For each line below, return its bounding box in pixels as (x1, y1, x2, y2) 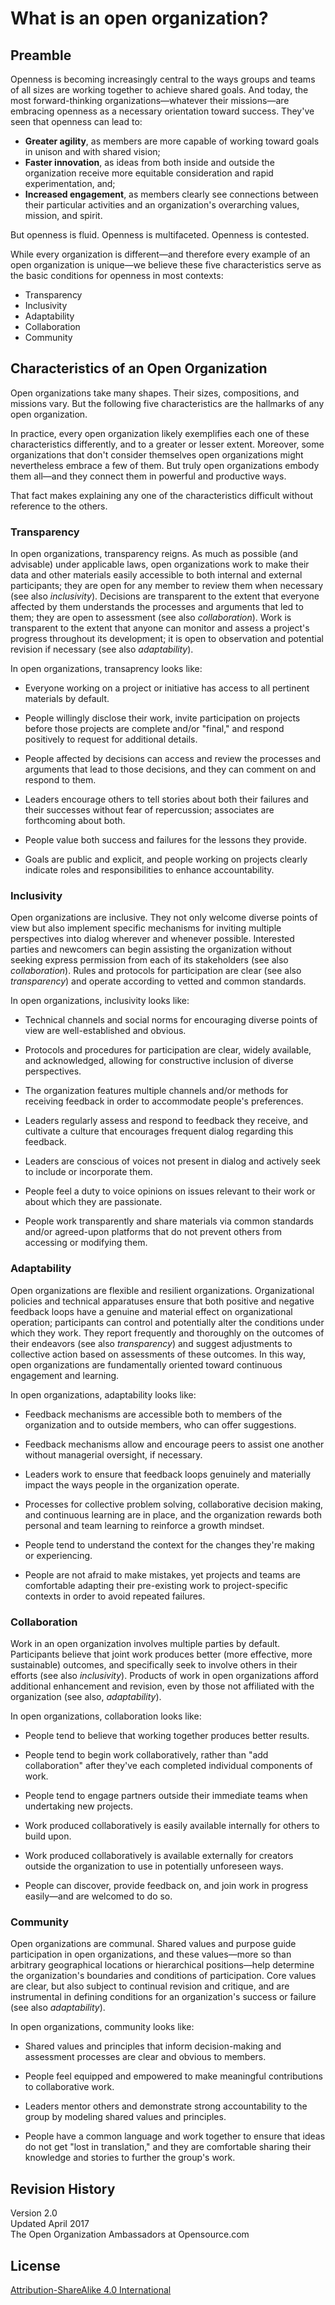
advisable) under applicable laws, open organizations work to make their (10, 558, 310, 571)
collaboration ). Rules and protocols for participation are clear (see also (10, 965, 302, 977)
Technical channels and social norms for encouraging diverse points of (24, 1014, 318, 1026)
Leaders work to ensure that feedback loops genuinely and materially (24, 1468, 312, 1480)
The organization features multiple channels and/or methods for (24, 1085, 289, 1097)
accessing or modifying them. (24, 1237, 148, 1249)
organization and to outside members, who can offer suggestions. (24, 1418, 297, 1431)
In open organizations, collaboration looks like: (10, 1710, 202, 1722)
